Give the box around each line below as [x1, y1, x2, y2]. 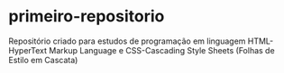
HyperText [8, 45, 47, 55]
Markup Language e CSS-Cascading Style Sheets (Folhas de [48, 45, 276, 55]
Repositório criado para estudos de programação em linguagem [8, 36, 246, 46]
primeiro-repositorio [8, 6, 165, 27]
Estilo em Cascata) [8, 54, 78, 65]
